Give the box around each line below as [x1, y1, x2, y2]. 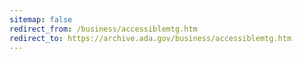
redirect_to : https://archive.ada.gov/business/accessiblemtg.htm [9, 33, 292, 43]
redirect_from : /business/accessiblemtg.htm [9, 24, 198, 34]
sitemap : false [9, 14, 73, 25]
